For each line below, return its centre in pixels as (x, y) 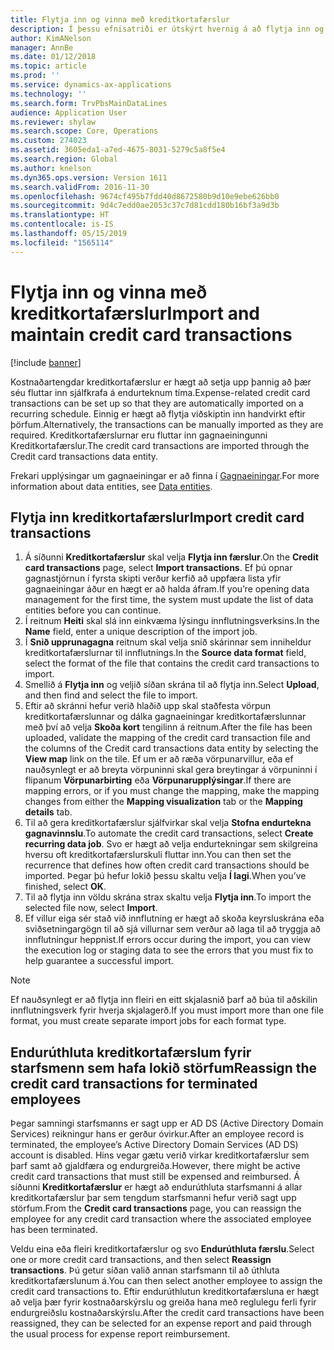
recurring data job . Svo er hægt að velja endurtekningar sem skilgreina (171, 844)
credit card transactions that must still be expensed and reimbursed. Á (155, 1177)
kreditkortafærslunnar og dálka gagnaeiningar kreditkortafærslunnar (165, 717)
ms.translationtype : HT (60, 215)
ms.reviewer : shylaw (53, 122)
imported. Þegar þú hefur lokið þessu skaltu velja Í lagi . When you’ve (165, 876)
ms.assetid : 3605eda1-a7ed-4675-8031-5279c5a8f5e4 (118, 150)
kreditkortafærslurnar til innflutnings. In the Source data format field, (165, 653)
